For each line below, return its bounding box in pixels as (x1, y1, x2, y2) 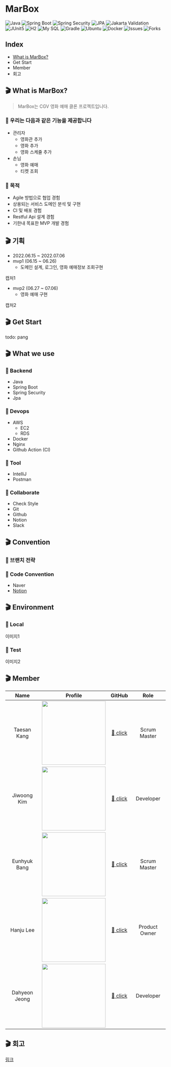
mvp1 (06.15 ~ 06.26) (12, 258, 57, 264)
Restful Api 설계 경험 (12, 214, 55, 220)
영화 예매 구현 (20, 291, 48, 297)
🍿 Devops (5, 408, 30, 415)
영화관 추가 (20, 136, 42, 142)
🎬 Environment (5, 603, 54, 612)
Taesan (13, 726, 32, 733)
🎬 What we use (5, 349, 55, 358)
